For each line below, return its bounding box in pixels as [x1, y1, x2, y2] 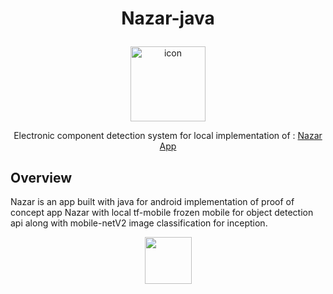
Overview [10, 169, 73, 186]
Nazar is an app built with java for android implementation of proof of [10, 196, 295, 207]
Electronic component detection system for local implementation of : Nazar [13, 130, 323, 142]
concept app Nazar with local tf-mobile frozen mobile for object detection [10, 207, 314, 218]
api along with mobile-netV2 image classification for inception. [10, 217, 268, 229]
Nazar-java [121, 7, 215, 30]
